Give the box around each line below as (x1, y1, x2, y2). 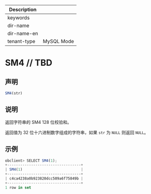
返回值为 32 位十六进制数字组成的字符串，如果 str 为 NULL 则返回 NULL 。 (5, 129, 149, 135)
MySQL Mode (43, 38, 74, 45)
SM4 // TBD (5, 58, 52, 68)
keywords (7, 15, 30, 21)
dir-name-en (7, 30, 39, 37)
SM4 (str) (5, 91, 23, 96)
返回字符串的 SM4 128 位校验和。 (5, 119, 72, 125)
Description (9, 6, 37, 13)
